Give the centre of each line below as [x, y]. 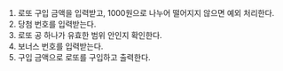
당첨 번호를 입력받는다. [57, 24]
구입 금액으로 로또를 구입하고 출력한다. [84, 57]
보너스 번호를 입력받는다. [60, 46]
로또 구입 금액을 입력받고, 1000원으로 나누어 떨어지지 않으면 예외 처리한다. [146, 13]
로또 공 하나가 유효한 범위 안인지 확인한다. [90, 35]
